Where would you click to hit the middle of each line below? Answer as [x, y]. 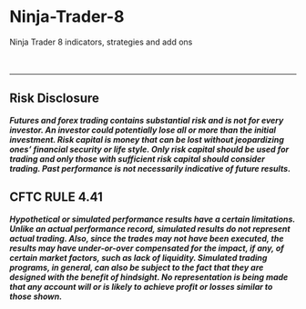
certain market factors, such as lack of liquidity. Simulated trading [138, 257]
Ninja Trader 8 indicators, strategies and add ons [101, 42]
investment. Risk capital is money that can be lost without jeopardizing [147, 139]
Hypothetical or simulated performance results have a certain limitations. [153, 219]
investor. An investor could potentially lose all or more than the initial [143, 130]
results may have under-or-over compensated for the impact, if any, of [147, 248]
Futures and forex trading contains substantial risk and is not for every [147, 120]
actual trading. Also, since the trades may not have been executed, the [147, 238]
